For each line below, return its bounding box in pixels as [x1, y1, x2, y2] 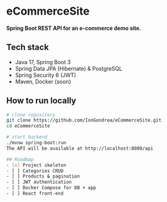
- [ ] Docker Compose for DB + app [6, 185, 97, 191]
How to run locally [6, 96, 77, 106]
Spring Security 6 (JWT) [15, 71, 77, 79]
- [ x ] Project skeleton [6, 162, 67, 168]
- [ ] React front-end [6, 190, 64, 197]
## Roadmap [6, 156, 34, 162]
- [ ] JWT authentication [6, 179, 72, 186]
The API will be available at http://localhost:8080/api [6, 145, 154, 151]
